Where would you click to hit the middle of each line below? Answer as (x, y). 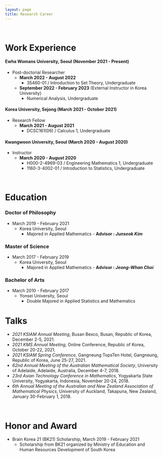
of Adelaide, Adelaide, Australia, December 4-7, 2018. (66, 371)
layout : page (18, 10)
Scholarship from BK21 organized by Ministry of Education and (82, 444)
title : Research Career (29, 14)
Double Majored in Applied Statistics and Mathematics (81, 301)
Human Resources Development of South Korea (67, 450)
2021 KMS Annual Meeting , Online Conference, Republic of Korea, (78, 345)
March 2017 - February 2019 (40, 257)
